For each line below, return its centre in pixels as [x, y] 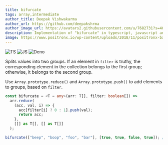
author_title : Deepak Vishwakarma [41, 19]
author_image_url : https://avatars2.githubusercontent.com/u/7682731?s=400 [86, 28]
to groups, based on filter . [34, 87]
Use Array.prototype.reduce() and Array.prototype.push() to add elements [84, 81]
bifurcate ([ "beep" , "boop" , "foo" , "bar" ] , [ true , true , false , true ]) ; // [86, 138]
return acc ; [31, 115]
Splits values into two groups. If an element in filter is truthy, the [73, 61]
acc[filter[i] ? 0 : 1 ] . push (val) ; [55, 110]
